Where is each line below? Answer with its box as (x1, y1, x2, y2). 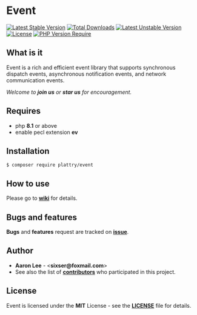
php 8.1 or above (15, 122, 58, 129)
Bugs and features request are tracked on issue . (6, 228, 129, 235)
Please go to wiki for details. (6, 194, 78, 202)
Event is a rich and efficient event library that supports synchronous (6, 64, 176, 71)
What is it (6, 48, 43, 58)
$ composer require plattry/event (6, 162, 94, 168)
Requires (6, 106, 41, 116)
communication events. (6, 76, 65, 84)
